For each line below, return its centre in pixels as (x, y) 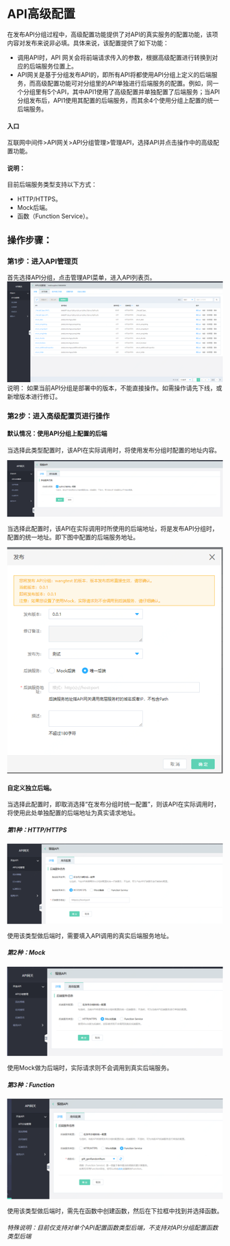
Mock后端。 (34, 208)
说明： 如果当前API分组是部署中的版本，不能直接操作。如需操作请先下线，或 (115, 387)
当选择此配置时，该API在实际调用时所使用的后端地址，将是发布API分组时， (113, 529)
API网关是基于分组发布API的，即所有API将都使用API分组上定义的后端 (114, 74)
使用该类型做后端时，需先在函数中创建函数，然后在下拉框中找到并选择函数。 (115, 1210)
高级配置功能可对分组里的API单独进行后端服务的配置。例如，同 (124, 83)
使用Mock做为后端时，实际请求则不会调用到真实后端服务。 (90, 1068)
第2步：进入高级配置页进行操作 (59, 416)
